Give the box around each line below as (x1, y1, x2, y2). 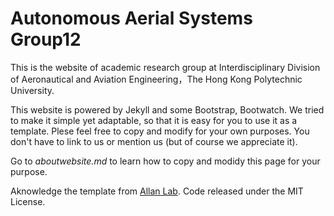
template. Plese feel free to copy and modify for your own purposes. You (10, 125, 310, 137)
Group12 (10, 28, 82, 51)
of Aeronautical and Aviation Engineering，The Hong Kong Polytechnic (10, 73, 303, 85)
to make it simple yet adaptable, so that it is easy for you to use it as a (10, 114, 298, 126)
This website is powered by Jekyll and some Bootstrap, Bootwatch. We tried (10, 103, 325, 116)
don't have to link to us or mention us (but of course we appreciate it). (10, 135, 298, 147)
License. (10, 195, 46, 207)
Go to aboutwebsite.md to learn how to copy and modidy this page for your (10, 155, 321, 167)
